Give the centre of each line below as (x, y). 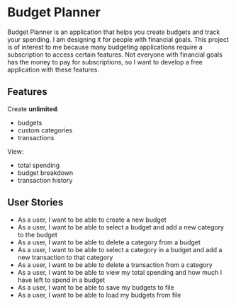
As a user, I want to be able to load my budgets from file (99, 295)
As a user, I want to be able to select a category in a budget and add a (120, 249)
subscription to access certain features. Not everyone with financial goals (115, 55)
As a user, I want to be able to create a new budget (92, 220)
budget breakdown (45, 172)
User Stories (35, 203)
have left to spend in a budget (61, 280)
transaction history (45, 180)
